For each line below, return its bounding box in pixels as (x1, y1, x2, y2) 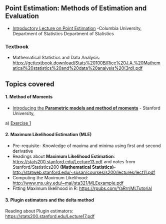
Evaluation (5, 12, 39, 21)
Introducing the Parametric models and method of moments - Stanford (12, 105, 161, 111)
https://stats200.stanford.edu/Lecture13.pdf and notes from (12, 158, 135, 165)
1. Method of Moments (5, 94, 53, 100)
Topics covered (5, 80, 54, 88)
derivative (12, 148, 33, 154)
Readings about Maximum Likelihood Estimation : (12, 153, 115, 159)
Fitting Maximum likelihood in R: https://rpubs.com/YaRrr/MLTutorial (12, 185, 152, 191)
